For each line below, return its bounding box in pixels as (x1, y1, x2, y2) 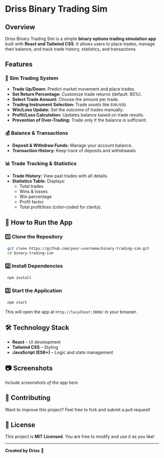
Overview (5, 23, 36, 31)
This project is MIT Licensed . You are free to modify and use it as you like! (5, 434, 155, 439)
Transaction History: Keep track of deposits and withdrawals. (12, 147, 138, 153)
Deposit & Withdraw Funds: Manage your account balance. (12, 142, 133, 148)
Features (5, 60, 33, 69)
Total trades (19, 183, 44, 189)
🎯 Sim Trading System (5, 75, 59, 81)
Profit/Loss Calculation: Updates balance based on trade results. (12, 112, 144, 118)
